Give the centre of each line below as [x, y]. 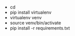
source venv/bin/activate [35, 23]
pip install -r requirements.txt [40, 28]
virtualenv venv [26, 18]
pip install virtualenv [30, 12]
